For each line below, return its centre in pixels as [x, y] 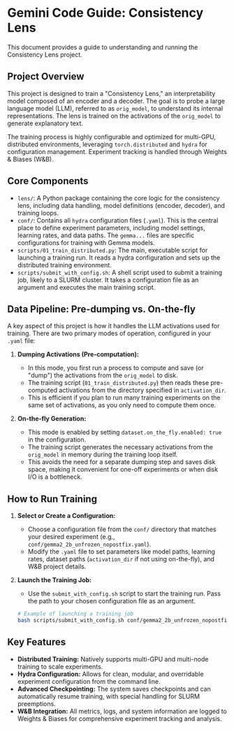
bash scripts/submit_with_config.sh [71, 621]
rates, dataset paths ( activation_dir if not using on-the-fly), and [121, 559]
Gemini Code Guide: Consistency [105, 13]
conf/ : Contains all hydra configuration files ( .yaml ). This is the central [118, 220]
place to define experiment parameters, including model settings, [111, 227]
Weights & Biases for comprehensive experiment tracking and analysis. [119, 718]
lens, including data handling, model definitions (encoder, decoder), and [121, 205]
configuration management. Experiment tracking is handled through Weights [117, 151]
